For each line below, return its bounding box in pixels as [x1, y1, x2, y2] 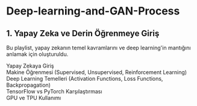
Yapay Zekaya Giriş [6, 62, 54, 69]
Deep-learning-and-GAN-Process [6, 4, 180, 18]
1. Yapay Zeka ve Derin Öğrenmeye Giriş [6, 28, 160, 39]
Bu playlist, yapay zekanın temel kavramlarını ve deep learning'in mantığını [6, 44, 191, 51]
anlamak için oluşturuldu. [6, 51, 69, 58]
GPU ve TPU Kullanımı [6, 95, 61, 101]
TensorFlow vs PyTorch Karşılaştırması [6, 88, 102, 95]
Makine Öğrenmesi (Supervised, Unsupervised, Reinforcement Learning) [6, 69, 187, 76]
